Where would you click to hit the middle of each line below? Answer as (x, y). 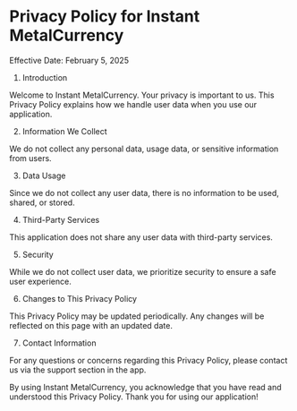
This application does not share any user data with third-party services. (141, 237)
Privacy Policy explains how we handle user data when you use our (133, 104)
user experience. (40, 281)
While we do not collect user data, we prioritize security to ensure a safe (143, 271)
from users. (30, 158)
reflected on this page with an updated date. (91, 325)
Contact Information (59, 343)
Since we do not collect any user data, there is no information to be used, (144, 193)
